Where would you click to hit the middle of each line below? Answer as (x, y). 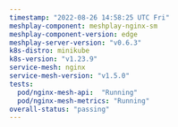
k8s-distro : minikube (50, 51)
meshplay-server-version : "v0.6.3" (76, 42)
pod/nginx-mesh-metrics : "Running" (84, 101)
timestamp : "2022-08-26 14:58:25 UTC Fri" (89, 17)
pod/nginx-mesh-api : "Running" (78, 92)
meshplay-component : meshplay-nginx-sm (84, 26)
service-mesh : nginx (48, 68)
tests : (21, 84)
